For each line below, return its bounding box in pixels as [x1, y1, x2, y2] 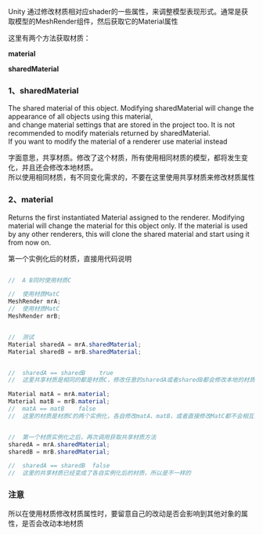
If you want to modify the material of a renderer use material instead [8, 136, 228, 147]
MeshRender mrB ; [8, 312, 61, 320]
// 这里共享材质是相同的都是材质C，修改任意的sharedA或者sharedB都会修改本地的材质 [8, 376, 256, 384]
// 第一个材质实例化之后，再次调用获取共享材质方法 [8, 433, 157, 441]
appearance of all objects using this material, [8, 112, 153, 122]
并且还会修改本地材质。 [21, 163, 98, 173]
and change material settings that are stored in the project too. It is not [8, 120, 236, 129]
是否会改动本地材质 [21, 519, 84, 528]
